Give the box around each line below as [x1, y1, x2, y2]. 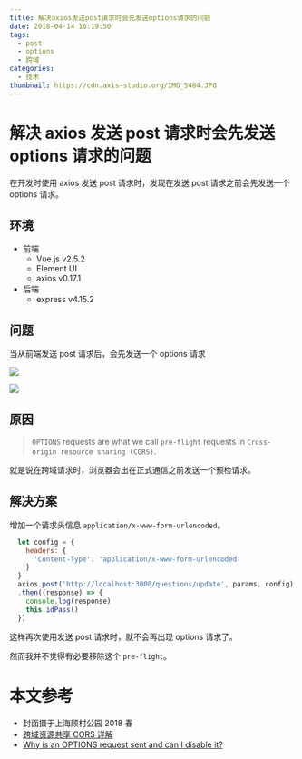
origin [31, 448, 57, 457]
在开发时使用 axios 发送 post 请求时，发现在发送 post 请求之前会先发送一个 [9, 177, 290, 188]
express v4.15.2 [35, 294, 95, 305]
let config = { [17, 537, 75, 547]
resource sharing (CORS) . [60, 446, 157, 457]
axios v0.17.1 [35, 273, 82, 284]
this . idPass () [25, 605, 79, 614]
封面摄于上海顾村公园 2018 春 [22, 717, 133, 728]
